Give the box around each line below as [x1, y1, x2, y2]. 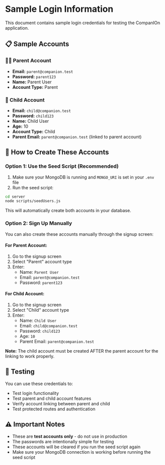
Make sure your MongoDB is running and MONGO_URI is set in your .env [12, 174, 155, 180]
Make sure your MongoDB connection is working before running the [12, 449, 151, 455]
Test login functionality [12, 390, 59, 396]
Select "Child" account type [12, 307, 69, 313]
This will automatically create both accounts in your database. [5, 208, 131, 214]
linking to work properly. [5, 354, 55, 359]
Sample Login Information [5, 3, 114, 15]
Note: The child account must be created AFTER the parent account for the [5, 348, 159, 354]
